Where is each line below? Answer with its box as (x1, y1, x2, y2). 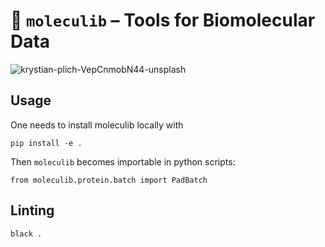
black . (10, 229, 43, 239)
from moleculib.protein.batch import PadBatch (10, 175, 208, 185)
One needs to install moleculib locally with (10, 119, 184, 131)
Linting (10, 202, 55, 219)
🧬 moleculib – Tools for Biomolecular (10, 9, 316, 32)
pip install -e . (10, 138, 83, 148)
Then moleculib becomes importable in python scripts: (10, 155, 236, 168)
